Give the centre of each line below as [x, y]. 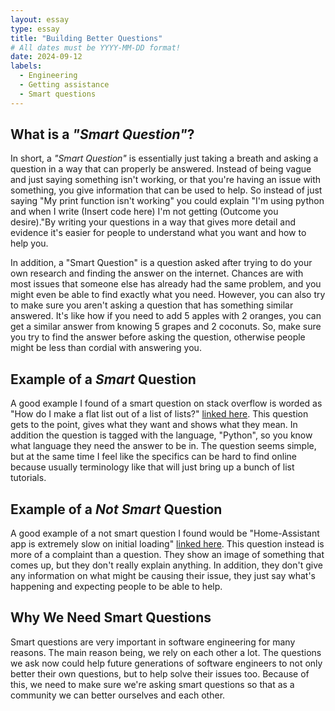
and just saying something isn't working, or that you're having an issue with [166, 180]
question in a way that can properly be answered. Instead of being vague [161, 169]
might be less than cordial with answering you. [106, 348]
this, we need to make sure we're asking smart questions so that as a [152, 684]
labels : [26, 66]
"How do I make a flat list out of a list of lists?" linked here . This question [159, 414]
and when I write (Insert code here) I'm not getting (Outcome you [144, 212]
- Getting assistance [64, 85]
